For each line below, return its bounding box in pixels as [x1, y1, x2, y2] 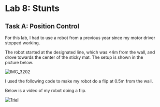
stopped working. [5, 40, 40, 46]
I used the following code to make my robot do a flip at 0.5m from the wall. [5, 78, 153, 84]
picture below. [5, 60, 33, 65]
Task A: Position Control [5, 22, 80, 30]
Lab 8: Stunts [5, 3, 59, 14]
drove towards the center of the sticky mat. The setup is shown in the [5, 54, 144, 60]
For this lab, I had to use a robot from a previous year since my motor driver [5, 35, 156, 40]
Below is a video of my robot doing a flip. [5, 88, 87, 93]
